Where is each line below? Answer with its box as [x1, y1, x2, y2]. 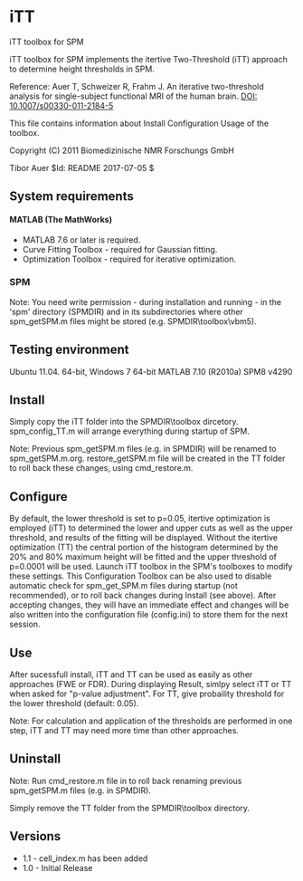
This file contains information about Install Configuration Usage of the [9, 118, 270, 129]
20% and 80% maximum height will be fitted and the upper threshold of [9, 551, 278, 562]
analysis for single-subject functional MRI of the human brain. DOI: [9, 91, 258, 101]
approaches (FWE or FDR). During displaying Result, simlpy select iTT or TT [9, 679, 292, 690]
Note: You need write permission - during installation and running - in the [9, 296, 282, 307]
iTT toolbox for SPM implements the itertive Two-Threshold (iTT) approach [9, 53, 288, 64]
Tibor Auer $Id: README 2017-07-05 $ [9, 162, 155, 173]
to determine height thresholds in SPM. [9, 63, 156, 74]
